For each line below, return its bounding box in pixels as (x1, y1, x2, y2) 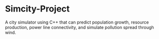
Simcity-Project (5, 3, 70, 14)
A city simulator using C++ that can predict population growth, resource (5, 19, 149, 25)
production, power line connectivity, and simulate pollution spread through (5, 24, 154, 30)
